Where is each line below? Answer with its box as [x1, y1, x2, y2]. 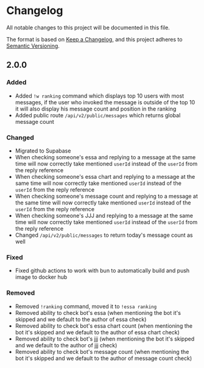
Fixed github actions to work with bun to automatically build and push [15, 267, 190, 275]
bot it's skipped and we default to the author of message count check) [15, 355, 192, 362]
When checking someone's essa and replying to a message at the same [15, 153, 196, 161]
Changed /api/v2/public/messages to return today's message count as [15, 231, 193, 239]
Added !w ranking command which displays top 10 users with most [15, 92, 185, 99]
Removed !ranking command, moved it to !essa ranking [15, 303, 157, 310]
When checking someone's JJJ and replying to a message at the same [15, 212, 194, 219]
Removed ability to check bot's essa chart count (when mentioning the [15, 322, 193, 330]
